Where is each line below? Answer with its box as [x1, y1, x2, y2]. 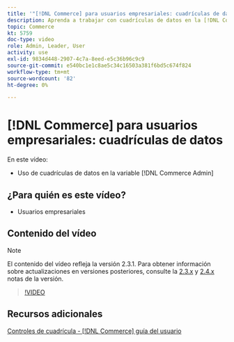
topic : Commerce [7, 23, 54, 30]
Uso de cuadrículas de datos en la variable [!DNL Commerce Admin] [17, 169, 214, 178]
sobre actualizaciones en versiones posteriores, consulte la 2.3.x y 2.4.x [7, 267, 214, 275]
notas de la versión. [7, 274, 64, 283]
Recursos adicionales [7, 308, 103, 320]
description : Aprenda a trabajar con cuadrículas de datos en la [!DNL [7, 17, 219, 24]
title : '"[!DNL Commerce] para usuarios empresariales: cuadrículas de [7, 10, 219, 17]
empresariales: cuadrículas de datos [7, 132, 224, 148]
